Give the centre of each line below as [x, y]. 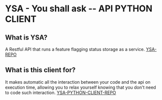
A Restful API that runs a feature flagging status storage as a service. [75, 49]
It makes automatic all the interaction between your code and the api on [78, 82]
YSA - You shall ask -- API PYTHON [79, 9]
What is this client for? [40, 70]
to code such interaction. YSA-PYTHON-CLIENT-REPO [61, 93]
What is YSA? [26, 37]
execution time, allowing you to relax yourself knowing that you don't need [81, 87]
